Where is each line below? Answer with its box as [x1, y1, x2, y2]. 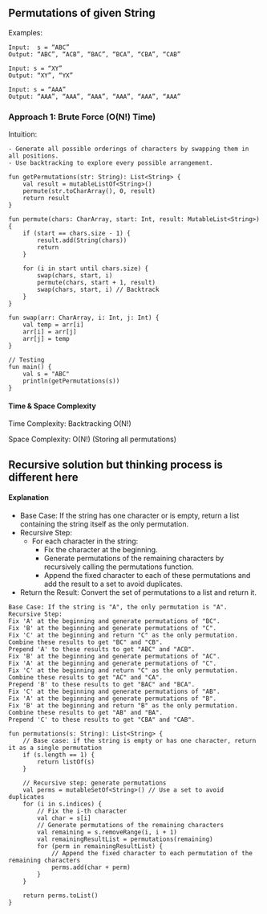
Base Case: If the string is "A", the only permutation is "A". [8, 603, 228, 611]
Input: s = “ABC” [8, 43, 70, 51]
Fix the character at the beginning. [43, 544, 158, 554]
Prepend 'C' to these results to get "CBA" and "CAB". [8, 715, 196, 723]
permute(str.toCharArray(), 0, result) [22, 187, 156, 195]
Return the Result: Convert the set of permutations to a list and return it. [19, 587, 257, 597]
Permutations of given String [8, 6, 156, 20]
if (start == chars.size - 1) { [22, 229, 131, 238]
